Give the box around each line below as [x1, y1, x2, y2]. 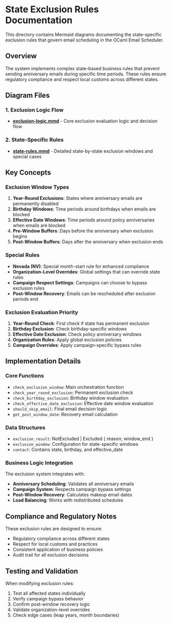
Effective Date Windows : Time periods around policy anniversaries [12, 217, 155, 223]
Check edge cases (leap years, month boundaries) [12, 612, 120, 618]
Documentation [5, 14, 73, 26]
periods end [12, 296, 38, 302]
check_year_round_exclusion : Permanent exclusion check [12, 389, 134, 396]
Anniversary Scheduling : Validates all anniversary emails [12, 481, 134, 487]
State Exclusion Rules [5, 4, 99, 15]
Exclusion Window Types [5, 183, 69, 191]
